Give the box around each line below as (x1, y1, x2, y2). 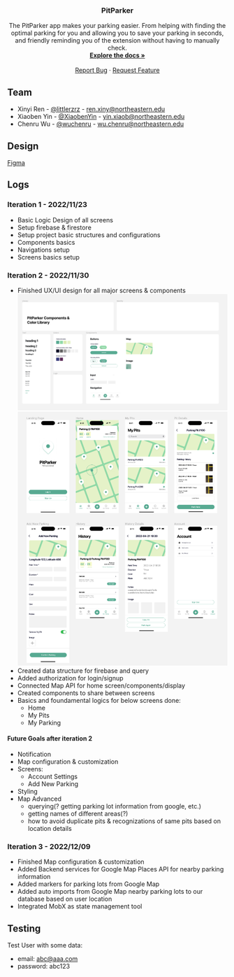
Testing (7, 922, 41, 934)
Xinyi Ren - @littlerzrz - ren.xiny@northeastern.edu (17, 105, 166, 113)
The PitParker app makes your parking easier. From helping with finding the (8, 22, 226, 30)
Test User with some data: (7, 941, 82, 950)
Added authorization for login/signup (17, 673, 124, 682)
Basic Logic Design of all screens (17, 215, 114, 224)
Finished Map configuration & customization (17, 857, 145, 866)
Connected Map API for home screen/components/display (17, 681, 186, 690)
